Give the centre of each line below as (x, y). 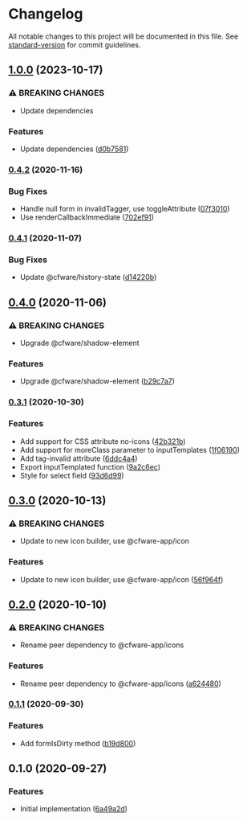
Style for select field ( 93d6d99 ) (72, 475)
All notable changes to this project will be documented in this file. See (123, 36)
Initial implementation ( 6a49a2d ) (74, 809)
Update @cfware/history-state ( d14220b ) (88, 277)
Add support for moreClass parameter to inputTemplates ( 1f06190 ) (130, 449)
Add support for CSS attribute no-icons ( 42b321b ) (103, 441)
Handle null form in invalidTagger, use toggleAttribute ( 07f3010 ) (125, 209)
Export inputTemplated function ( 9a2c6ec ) (90, 466)
